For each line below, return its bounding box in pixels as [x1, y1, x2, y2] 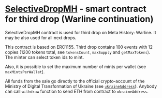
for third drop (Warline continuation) [5, 14, 154, 25]
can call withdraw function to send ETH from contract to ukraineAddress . [5, 88, 149, 94]
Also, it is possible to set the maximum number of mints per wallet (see [5, 64, 146, 70]
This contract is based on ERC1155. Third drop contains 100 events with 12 [5, 44, 153, 50]
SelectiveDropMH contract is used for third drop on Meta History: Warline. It [5, 29, 156, 35]
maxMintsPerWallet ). [5, 69, 45, 74]
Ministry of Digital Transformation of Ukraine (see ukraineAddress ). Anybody [5, 83, 157, 89]
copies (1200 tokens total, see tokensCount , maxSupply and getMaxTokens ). [5, 49, 150, 55]
